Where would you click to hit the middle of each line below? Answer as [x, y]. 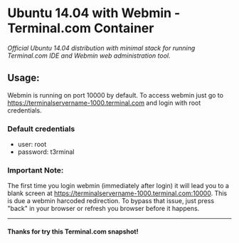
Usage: [24, 78]
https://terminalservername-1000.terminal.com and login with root [104, 103]
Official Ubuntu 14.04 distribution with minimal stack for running [101, 48]
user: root [32, 145]
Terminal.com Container [81, 28]
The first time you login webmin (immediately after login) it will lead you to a [118, 186]
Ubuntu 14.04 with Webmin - [94, 13]
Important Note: [36, 170]
